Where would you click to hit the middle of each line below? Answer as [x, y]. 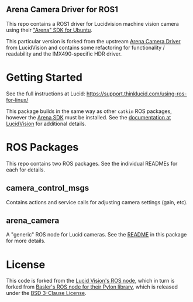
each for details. [26, 170]
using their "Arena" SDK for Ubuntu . [49, 30]
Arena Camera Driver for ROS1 [62, 10]
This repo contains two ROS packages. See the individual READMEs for [92, 163]
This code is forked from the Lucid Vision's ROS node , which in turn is [90, 281]
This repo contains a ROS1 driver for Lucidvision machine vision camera [93, 23]
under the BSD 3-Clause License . [46, 293]
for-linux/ [17, 99]
